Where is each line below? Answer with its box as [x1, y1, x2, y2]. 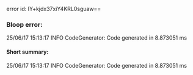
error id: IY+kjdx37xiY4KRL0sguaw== [6, 5, 101, 12]
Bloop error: [6, 20, 43, 29]
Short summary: [6, 48, 49, 55]
